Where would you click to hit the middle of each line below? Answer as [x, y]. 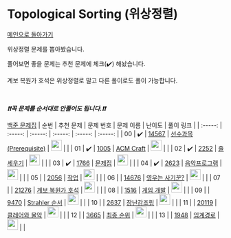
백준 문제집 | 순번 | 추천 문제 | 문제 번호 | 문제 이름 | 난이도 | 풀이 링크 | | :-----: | [114, 125]
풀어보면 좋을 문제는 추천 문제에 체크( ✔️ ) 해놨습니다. [76, 63]
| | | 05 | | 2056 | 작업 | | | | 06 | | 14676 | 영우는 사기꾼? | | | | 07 [120, 177]
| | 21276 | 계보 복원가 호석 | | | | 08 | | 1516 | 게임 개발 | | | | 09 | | [109, 190]
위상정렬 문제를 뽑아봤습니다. [46, 49]
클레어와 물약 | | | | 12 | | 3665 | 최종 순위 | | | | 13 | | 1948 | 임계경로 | [113, 215]
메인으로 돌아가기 [30, 34]
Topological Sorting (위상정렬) [92, 14]
